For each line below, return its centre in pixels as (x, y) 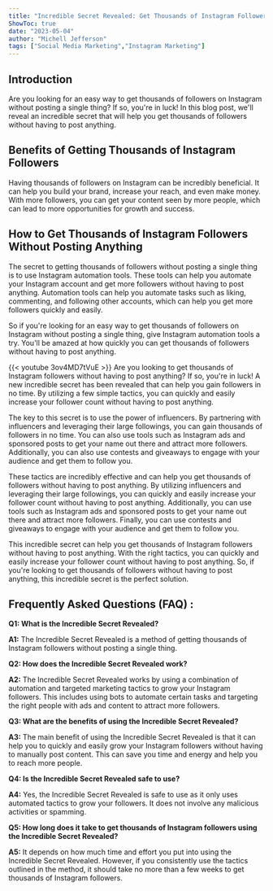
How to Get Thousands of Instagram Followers (128, 234)
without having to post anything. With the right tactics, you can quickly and (134, 553)
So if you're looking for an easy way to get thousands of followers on (124, 325)
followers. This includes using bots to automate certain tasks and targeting (133, 697)
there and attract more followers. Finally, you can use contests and (120, 520)
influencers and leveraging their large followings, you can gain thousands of (136, 426)
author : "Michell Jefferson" (58, 39)
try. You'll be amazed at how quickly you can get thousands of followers (129, 343)
